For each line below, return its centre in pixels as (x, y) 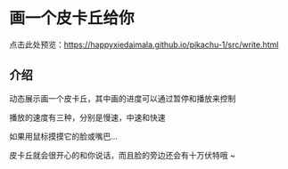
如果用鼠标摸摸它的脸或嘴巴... (64, 136)
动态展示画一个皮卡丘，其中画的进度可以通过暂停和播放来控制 (123, 98)
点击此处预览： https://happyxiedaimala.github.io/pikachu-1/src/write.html (144, 44)
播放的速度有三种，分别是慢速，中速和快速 (87, 117)
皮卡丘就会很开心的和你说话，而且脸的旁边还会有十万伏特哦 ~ (123, 155)
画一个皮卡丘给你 (72, 18)
